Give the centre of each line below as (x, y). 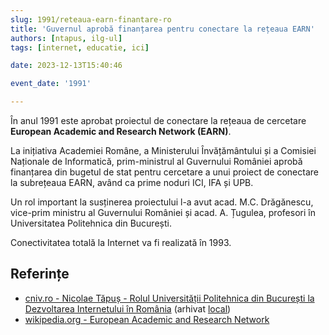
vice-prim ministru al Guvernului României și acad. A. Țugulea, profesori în (163, 212)
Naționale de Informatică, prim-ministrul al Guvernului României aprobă (156, 161)
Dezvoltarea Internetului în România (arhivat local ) (128, 308)
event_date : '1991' (51, 84)
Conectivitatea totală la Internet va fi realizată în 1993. (121, 242)
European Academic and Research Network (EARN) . (121, 131)
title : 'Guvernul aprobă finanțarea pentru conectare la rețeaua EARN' (162, 29)
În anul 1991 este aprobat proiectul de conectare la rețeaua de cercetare (158, 120)
